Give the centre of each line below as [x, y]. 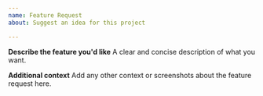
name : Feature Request [45, 15]
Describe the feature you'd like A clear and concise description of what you [132, 52]
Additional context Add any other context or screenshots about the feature [130, 75]
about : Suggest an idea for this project [77, 23]
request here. [30, 84]
